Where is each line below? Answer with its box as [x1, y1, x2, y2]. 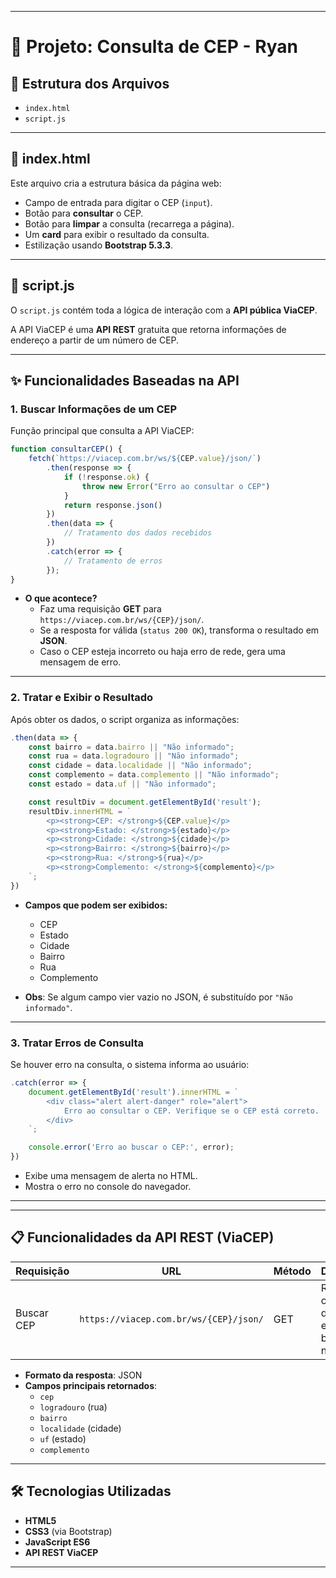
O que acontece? [24, 592, 98, 605]
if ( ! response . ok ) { [63, 472, 150, 482]
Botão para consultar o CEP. [24, 207, 144, 219]
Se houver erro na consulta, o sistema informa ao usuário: [10, 1059, 250, 1071]
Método [273, 1264, 312, 1278]
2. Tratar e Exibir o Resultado [10, 691, 154, 705]
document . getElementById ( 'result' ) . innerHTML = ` [28, 1087, 240, 1097]
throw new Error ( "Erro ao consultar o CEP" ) [81, 481, 271, 491]
